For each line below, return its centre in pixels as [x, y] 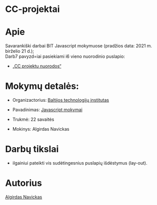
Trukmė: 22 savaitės [33, 119]
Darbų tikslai [32, 149]
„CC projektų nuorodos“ [37, 66]
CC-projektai [32, 9]
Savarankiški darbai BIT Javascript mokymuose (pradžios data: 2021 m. [79, 46]
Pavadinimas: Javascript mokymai [47, 110]
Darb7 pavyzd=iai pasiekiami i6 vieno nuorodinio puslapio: [65, 56]
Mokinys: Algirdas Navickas [41, 129]
